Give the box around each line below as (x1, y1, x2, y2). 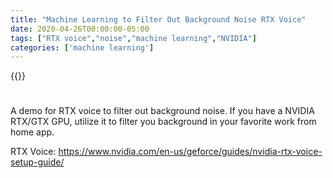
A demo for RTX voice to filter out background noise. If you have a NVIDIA (10, 105, 315, 117)
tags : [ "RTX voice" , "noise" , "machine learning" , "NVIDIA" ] (10, 33, 257, 43)
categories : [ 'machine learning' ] (10, 42, 155, 53)
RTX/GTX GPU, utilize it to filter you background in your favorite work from (10, 116, 317, 128)
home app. (10, 126, 55, 138)
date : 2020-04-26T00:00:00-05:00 (10, 24, 150, 34)
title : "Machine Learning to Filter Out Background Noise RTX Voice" (10, 14, 307, 25)
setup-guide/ (10, 156, 65, 168)
